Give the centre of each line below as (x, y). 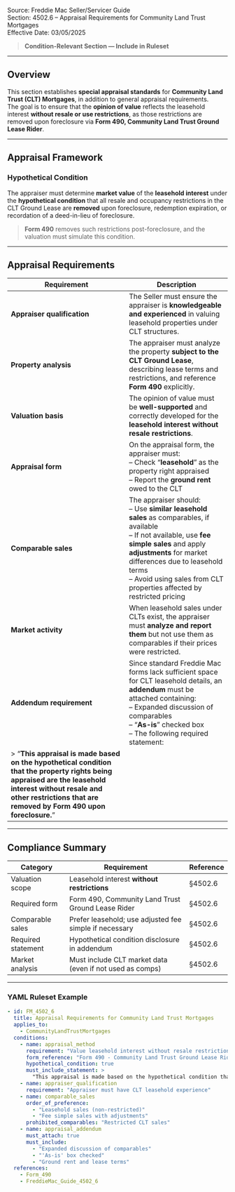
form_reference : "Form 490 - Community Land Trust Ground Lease (121, 1057)
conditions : (31, 1038)
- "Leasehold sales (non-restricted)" (89, 1110)
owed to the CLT (156, 489)
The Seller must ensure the (173, 296)
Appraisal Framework (55, 158)
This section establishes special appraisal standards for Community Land (115, 91)
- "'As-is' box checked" (69, 1155)
